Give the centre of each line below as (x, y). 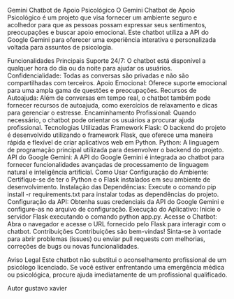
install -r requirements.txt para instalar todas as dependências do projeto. (113, 194)
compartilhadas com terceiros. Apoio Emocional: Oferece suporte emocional (117, 83)
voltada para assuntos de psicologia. (60, 47)
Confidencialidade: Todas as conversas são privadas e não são (98, 75)
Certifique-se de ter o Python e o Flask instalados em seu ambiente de (109, 180)
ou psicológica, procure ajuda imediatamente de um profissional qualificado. (117, 275)
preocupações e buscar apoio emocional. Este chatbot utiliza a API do (108, 32)
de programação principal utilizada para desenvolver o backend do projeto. (116, 150)
